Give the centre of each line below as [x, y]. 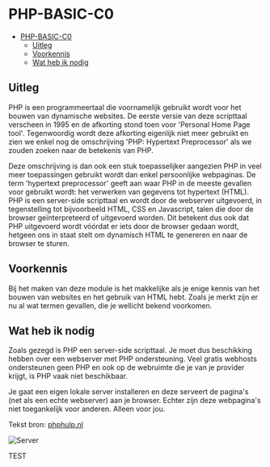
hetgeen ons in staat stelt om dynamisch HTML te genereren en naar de [128, 235]
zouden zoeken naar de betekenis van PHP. [81, 150]
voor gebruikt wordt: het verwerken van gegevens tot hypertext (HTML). [129, 192]
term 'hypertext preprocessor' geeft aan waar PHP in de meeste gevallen [130, 183]
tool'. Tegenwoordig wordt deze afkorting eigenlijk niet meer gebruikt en [129, 133]
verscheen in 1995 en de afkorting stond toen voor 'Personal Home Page [129, 124]
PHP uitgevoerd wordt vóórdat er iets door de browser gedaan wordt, [124, 226]
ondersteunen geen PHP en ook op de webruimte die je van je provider [127, 367]
